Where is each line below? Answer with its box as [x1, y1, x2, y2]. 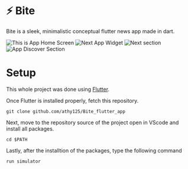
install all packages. [6, 125, 54, 132]
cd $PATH [6, 136, 28, 142]
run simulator [6, 158, 41, 164]
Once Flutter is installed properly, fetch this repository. [6, 97, 139, 104]
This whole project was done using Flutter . [6, 86, 110, 93]
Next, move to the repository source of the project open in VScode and [6, 119, 179, 126]
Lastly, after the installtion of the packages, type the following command [6, 147, 182, 154]
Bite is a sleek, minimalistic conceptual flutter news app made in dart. [6, 27, 175, 35]
